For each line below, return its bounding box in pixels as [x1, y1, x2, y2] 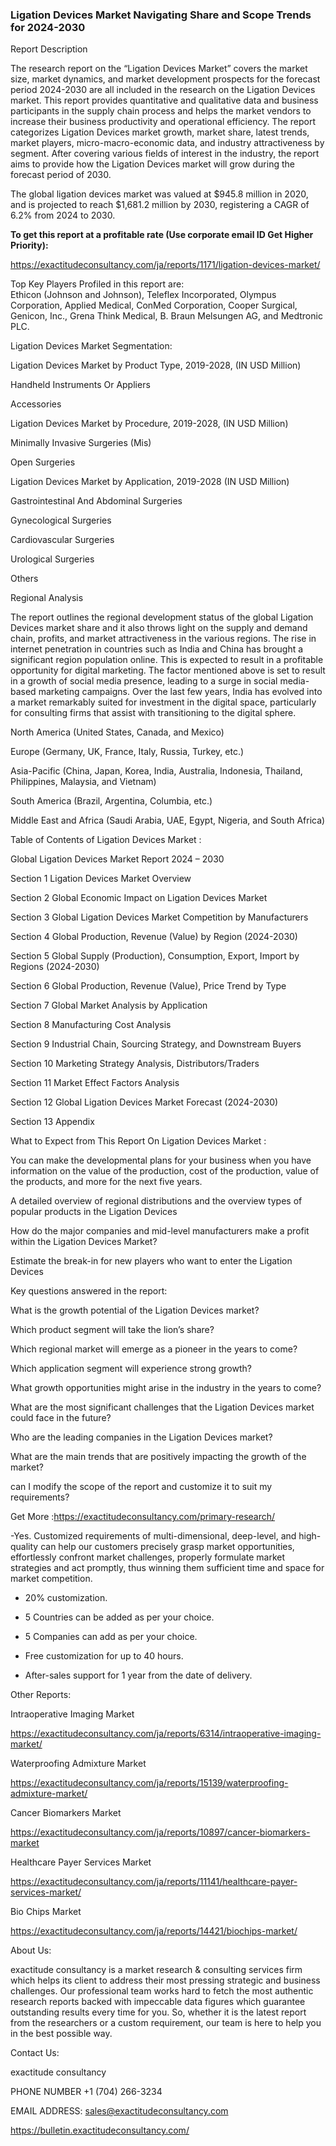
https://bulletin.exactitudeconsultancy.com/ [10, 2124, 190, 2137]
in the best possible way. [10, 2028, 113, 2040]
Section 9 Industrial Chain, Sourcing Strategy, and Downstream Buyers [10, 1038, 302, 1050]
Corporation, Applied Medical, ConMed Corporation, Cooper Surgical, [10, 299, 298, 312]
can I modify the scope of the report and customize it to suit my [10, 1481, 273, 1493]
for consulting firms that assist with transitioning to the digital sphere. [10, 707, 297, 719]
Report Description [10, 43, 88, 55]
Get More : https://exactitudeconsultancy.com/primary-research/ [10, 1511, 276, 1523]
